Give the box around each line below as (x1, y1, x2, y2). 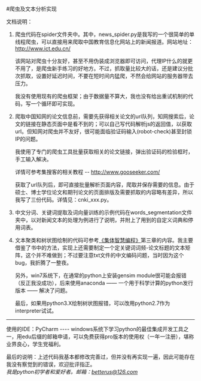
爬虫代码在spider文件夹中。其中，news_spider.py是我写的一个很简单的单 (14, 31, 195, 38)
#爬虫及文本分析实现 (6, 5, 57, 12)
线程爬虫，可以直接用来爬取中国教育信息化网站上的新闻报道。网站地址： (14, 38, 193, 45)
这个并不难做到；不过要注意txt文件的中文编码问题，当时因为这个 (25, 251, 184, 259)
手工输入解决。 (14, 155, 52, 163)
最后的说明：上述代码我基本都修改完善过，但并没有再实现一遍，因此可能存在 (6, 353, 195, 360)
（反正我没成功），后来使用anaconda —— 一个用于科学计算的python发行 (14, 280, 193, 286)
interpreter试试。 (14, 307, 57, 314)
